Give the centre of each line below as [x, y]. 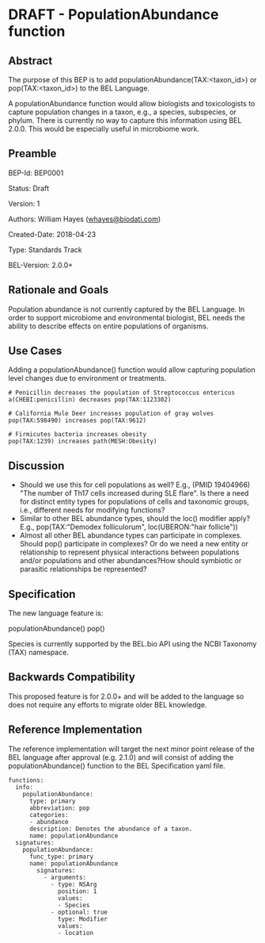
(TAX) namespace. [38, 653]
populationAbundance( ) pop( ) [57, 629]
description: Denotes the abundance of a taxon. [111, 829]
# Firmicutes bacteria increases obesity [78, 435]
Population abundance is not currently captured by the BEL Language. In [127, 309]
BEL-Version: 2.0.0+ [41, 265]
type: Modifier [83, 919]
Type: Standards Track [45, 249]
